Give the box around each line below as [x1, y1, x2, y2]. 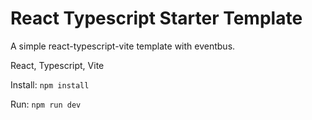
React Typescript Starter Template [10, 7, 303, 30]
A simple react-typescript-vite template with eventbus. [10, 40, 236, 52]
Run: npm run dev [10, 98, 82, 110]
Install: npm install [10, 78, 90, 91]
